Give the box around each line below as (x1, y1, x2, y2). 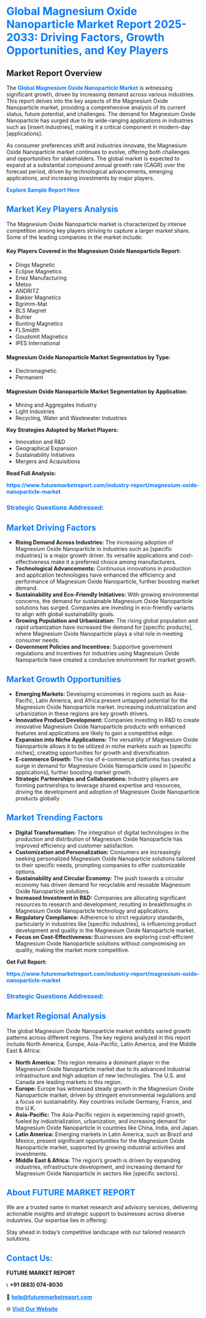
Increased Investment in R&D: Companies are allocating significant (15, 894, 186, 901)
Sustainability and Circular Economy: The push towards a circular (15, 874, 185, 882)
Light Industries (15, 408, 55, 415)
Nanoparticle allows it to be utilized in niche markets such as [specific (15, 742, 192, 750)
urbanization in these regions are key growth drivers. (15, 709, 149, 717)
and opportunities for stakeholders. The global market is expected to (6, 155, 180, 162)
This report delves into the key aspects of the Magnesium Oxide (6, 97, 169, 104)
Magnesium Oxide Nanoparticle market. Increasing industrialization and (15, 703, 196, 711)
